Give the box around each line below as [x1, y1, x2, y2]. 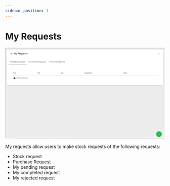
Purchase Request [12, 159, 51, 165]
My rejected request [12, 175, 55, 181]
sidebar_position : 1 [5, 8, 49, 13]
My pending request [12, 164, 55, 170]
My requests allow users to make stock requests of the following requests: [5, 143, 160, 150]
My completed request [12, 169, 60, 175]
